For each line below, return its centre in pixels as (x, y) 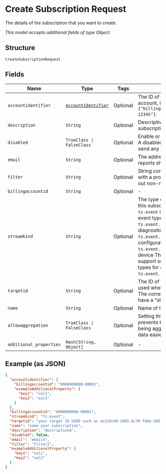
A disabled (150, 142)
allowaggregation (28, 325)
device (146, 255)
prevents (148, 322)
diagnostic (150, 230)
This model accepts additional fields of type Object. (58, 32)
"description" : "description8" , (43, 430)
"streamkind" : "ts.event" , (37, 417)
